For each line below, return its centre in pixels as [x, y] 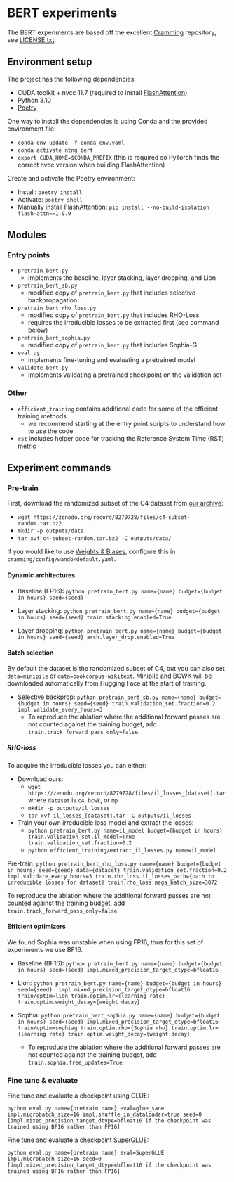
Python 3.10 [34, 100]
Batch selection [30, 653]
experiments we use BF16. [45, 950]
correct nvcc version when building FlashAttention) [91, 165]
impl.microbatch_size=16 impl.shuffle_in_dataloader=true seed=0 [104, 1115]
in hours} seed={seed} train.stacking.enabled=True [94, 617]
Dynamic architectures [41, 575]
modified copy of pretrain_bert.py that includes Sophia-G [112, 345]
